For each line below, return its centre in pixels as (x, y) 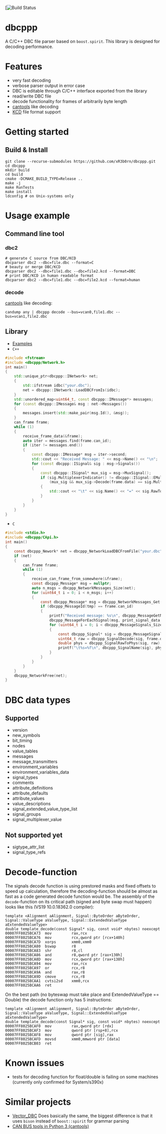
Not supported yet (34, 835)
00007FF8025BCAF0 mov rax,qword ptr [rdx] (59, 1026)
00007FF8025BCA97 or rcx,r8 (45, 968)
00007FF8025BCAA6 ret (28, 986)
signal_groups (26, 814)
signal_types (25, 778)
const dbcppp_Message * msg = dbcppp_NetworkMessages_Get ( (101, 602)
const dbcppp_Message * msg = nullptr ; (71, 584)
